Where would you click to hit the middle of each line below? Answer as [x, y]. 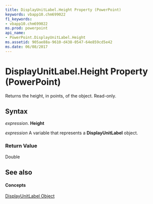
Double [12, 157]
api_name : [15, 33]
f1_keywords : [19, 19]
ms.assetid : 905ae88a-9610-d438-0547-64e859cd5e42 [59, 42]
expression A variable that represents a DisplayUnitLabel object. [72, 133]
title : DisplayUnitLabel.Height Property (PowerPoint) [63, 10]
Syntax [16, 111]
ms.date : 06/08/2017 [27, 47]
